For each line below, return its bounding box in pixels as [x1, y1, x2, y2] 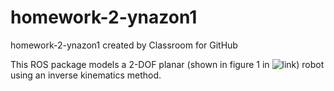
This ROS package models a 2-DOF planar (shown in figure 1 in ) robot [10, 58, 325, 70]
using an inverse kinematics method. [10, 69, 162, 81]
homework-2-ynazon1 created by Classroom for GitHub [10, 39, 238, 51]
